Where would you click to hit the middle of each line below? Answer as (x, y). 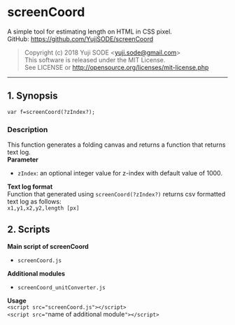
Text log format (30, 187)
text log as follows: (34, 202)
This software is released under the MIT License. (95, 59)
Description (28, 129)
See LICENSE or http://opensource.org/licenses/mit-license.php (116, 67)
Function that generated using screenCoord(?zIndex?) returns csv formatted (116, 194)
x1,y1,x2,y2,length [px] (43, 208)
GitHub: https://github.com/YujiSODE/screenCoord (80, 38)
